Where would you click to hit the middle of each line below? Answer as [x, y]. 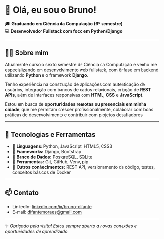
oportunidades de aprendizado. [37, 232]
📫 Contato [22, 192]
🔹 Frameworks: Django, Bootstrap [47, 151]
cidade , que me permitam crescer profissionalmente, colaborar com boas [79, 109]
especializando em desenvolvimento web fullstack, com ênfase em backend [82, 70]
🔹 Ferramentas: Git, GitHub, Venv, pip [50, 162]
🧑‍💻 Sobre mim [27, 53]
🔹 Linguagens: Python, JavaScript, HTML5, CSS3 [62, 146]
